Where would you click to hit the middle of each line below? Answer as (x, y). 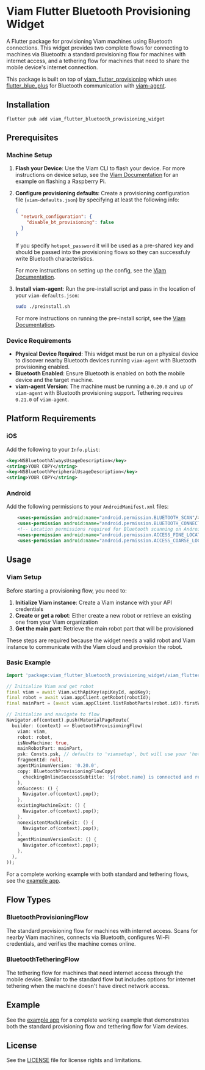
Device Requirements (39, 340)
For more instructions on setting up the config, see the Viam (91, 270)
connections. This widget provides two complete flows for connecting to (98, 48)
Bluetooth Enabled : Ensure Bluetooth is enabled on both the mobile (100, 373)
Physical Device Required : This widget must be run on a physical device (106, 354)
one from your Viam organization (56, 622)
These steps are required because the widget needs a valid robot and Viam (101, 640)
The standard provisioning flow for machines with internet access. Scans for (102, 930)
